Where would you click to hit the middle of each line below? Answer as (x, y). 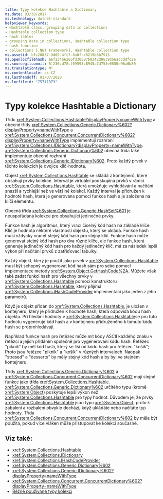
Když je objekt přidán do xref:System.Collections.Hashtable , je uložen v (77, 306)
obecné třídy (18, 125)
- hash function (21, 46)
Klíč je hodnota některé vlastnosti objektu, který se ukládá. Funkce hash (77, 230)
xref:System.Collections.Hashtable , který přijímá (53, 286)
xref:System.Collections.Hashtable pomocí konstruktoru (61, 281)
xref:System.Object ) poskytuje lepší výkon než (52, 392)
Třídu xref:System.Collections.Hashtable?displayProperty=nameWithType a (80, 119)
